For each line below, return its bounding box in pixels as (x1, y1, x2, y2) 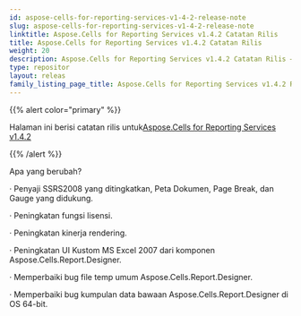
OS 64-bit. (9, 298, 48, 309)
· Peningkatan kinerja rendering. (9, 227, 127, 238)
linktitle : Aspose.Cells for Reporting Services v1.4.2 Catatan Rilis (9, 30, 279, 38)
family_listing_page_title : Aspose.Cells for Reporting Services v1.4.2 (9, 80, 287, 89)
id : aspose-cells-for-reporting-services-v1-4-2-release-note (9, 13, 246, 22)
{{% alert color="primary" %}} (9, 104, 122, 115)
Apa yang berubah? (9, 166, 82, 176)
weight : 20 (9, 47, 50, 56)
